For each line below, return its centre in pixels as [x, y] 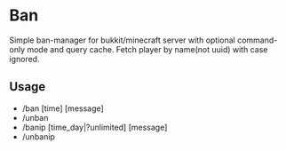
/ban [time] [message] [63, 108]
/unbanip [39, 136]
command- [257, 40]
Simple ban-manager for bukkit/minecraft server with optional [122, 40]
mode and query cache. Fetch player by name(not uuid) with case [147, 49]
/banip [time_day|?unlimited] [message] [95, 127]
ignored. [24, 59]
